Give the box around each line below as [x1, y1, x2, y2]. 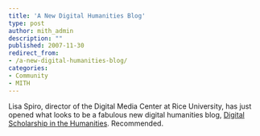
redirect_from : [8, 49, 60, 57]
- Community [8, 72, 48, 80]
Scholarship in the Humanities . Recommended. [8, 118, 163, 128]
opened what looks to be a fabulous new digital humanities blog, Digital [8, 109, 246, 119]
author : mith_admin [8, 27, 74, 35]
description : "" [8, 34, 63, 43]
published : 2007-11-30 [8, 42, 85, 50]
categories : [8, 64, 48, 72]
